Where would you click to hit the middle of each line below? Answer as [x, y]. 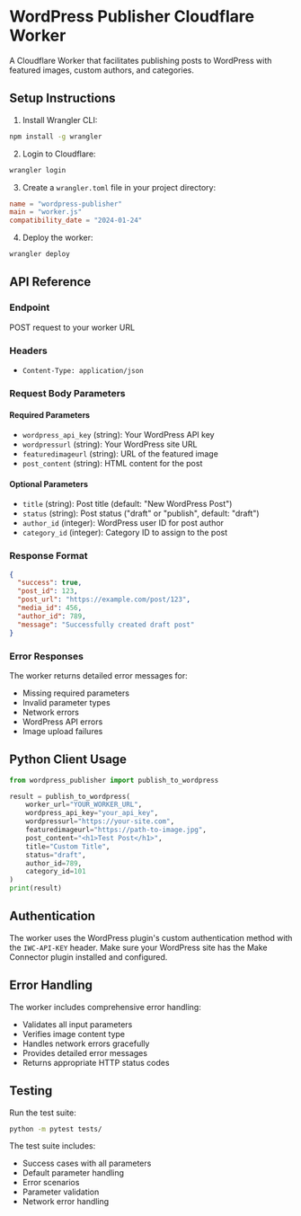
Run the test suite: [43, 1113]
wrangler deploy [40, 254]
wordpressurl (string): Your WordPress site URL [110, 444]
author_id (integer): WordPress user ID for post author [123, 523]
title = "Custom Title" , [68, 847]
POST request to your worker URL [72, 327]
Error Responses [46, 656]
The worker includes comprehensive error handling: [106, 1007]
